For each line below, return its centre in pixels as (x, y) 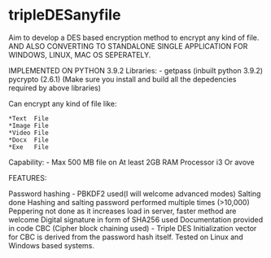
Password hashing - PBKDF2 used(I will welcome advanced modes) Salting (135, 194)
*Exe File (28, 147)
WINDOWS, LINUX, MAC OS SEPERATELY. (80, 55)
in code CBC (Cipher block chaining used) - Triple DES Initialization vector (133, 228)
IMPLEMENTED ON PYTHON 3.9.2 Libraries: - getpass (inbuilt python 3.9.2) (135, 70)
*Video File (28, 133)
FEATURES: (28, 177)
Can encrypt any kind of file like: (63, 103)
